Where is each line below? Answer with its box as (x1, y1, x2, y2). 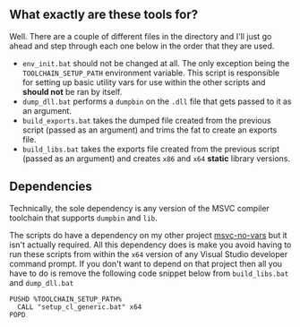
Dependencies (9, 179, 92, 194)
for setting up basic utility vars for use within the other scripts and (21, 76, 266, 88)
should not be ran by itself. (21, 86, 123, 97)
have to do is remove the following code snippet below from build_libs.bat (9, 268, 289, 279)
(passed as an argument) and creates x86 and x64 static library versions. (21, 152, 291, 164)
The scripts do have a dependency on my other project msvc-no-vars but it (9, 229, 288, 240)
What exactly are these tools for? (9, 7, 199, 22)
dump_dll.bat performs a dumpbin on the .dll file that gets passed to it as (21, 96, 292, 107)
